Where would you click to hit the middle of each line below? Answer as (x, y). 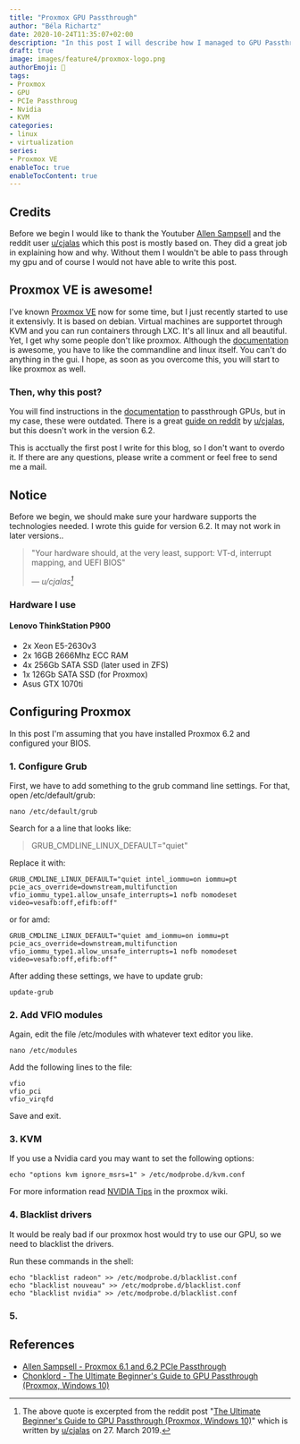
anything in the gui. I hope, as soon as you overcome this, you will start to (144, 359)
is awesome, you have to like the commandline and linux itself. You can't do (148, 349)
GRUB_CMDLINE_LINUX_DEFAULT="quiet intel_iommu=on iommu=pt (124, 879)
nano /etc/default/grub (54, 811)
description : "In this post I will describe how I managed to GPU (135, 43)
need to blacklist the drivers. (62, 1243)
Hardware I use (43, 604)
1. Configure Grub (48, 766)
